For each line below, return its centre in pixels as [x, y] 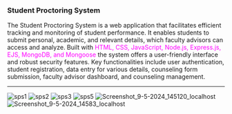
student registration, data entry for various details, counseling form [103, 69]
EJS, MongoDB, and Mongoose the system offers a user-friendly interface [113, 55]
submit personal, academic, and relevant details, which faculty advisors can [115, 40]
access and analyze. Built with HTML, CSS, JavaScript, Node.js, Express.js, [114, 48]
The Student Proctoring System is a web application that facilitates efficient [114, 26]
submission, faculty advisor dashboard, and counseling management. [106, 77]
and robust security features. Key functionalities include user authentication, [116, 62]
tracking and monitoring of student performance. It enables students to [108, 32]
